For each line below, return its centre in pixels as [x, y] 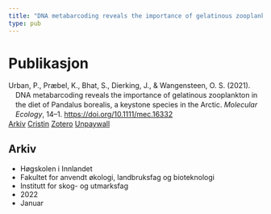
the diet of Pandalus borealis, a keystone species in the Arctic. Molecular [137, 105]
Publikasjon [48, 63]
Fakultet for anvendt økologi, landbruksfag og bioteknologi [117, 177]
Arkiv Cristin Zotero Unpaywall [59, 124]
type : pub [25, 23]
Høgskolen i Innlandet [56, 168]
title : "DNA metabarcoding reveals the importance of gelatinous [120, 16]
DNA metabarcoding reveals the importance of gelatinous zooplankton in [137, 95]
